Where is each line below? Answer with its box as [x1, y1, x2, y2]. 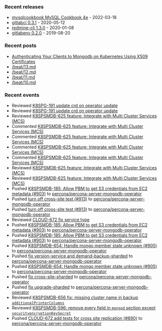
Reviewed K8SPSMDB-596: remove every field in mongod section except [11, 305, 156, 310]
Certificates [11, 59, 36, 64]
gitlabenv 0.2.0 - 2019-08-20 [11, 30, 71, 36]
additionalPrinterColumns [11, 300, 64, 306]
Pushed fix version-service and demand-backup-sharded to [11, 253, 133, 259]
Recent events [4, 91, 40, 98]
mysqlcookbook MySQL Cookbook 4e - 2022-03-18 [11, 15, 117, 21]
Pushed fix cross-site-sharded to [11, 273, 79, 279]
